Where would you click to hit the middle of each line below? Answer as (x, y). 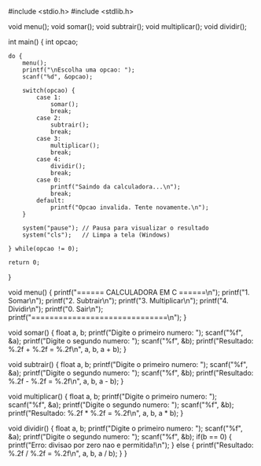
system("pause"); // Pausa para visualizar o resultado (116, 228)
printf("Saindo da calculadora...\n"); (115, 187)
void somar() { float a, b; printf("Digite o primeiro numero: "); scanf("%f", (126, 332)
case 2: (49, 118)
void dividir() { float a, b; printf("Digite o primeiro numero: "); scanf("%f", (126, 428)
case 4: (49, 160)
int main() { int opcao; (43, 42)
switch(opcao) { (49, 90)
